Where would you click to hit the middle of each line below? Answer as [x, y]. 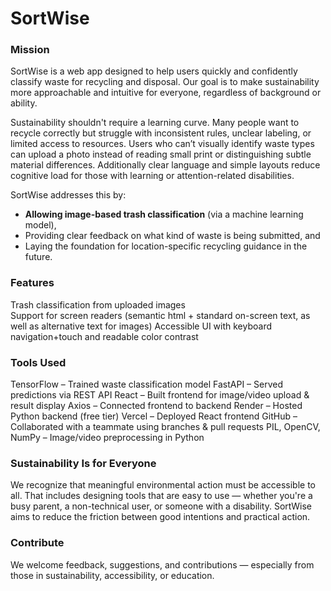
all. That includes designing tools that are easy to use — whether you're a [161, 496]
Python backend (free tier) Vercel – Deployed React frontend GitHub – [154, 416]
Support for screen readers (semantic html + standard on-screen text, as [160, 315]
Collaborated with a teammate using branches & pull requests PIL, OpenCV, [165, 427]
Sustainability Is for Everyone [83, 463]
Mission [30, 50]
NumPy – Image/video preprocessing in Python [107, 438]
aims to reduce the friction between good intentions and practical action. [160, 517]
